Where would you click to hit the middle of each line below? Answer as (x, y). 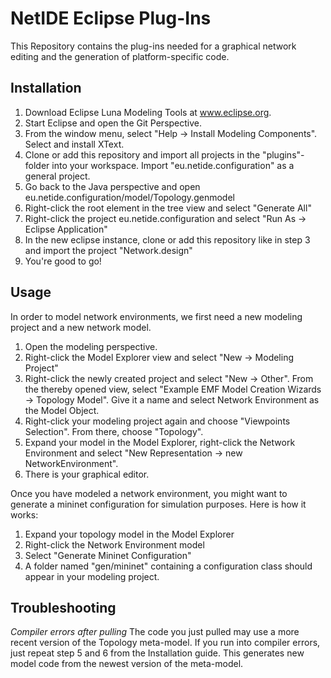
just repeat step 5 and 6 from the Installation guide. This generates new (157, 653)
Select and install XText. (74, 144)
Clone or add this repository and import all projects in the (142, 154)
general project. (57, 176)
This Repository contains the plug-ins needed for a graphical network (153, 46)
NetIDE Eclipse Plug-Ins (111, 18)
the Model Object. (62, 410)
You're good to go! (63, 261)
